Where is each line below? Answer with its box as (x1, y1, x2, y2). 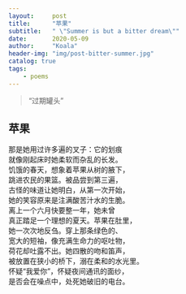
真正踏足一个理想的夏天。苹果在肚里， (8, 216, 136, 226)
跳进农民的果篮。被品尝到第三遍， (8, 175, 123, 185)
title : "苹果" (8, 19, 72, 28)
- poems (23, 72, 49, 80)
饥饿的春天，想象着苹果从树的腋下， (8, 165, 130, 175)
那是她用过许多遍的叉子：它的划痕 (8, 145, 123, 154)
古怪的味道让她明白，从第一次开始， (8, 185, 130, 195)
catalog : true (8, 58, 57, 66)
